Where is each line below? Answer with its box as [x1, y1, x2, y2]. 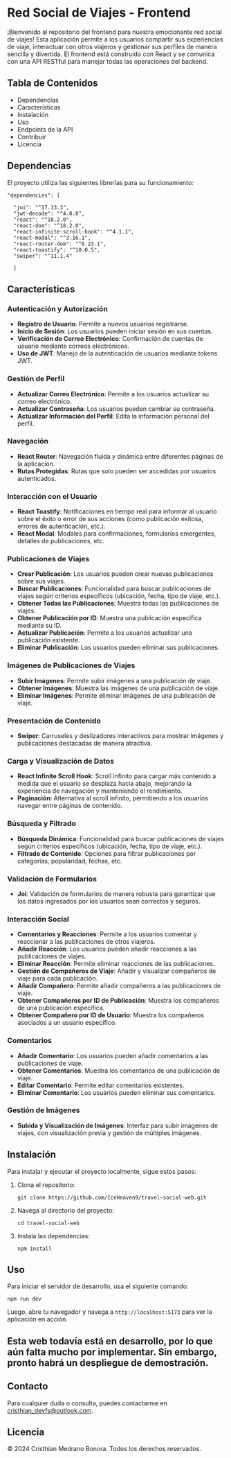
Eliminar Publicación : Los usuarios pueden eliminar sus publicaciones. [17, 643, 220, 652]
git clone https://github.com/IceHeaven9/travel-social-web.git [17, 1194, 207, 1201]
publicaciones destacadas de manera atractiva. [17, 739, 153, 748]
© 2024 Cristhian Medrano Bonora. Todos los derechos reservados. [7, 1445, 202, 1453]
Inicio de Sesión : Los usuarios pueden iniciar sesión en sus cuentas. [17, 327, 213, 335]
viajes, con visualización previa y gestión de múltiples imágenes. [17, 1128, 202, 1137]
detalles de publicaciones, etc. [17, 537, 105, 545]
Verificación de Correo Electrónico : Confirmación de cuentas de [17, 335, 204, 343]
